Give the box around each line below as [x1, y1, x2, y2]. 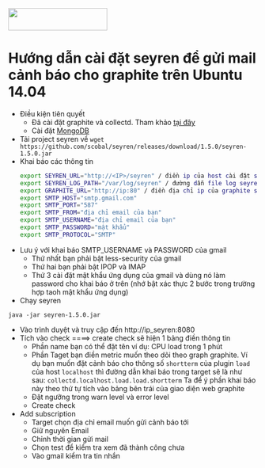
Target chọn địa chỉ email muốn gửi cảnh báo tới [31, 417, 189, 427]
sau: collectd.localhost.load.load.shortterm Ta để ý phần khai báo [31, 375, 256, 385]
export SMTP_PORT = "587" [19, 201, 99, 209]
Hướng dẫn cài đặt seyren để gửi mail [8, 49, 257, 67]
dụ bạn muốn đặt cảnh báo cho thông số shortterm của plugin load [31, 358, 251, 367]
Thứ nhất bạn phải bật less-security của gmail [31, 253, 182, 263]
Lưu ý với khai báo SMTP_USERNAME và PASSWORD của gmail [19, 245, 227, 254]
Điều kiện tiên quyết [19, 108, 85, 118]
